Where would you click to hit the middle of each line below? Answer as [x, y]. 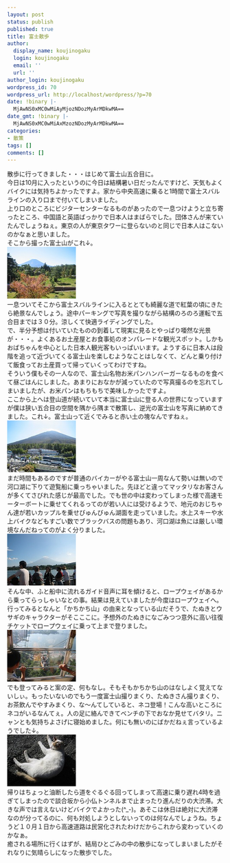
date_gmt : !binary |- [38, 116]
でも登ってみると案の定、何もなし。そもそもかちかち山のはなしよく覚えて [112, 688]
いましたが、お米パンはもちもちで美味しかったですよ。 [91, 391]
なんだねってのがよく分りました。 [61, 530]
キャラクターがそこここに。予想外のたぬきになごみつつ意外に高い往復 [124, 618]
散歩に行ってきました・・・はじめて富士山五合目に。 [82, 174]
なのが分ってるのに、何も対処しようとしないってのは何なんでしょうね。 [109, 818]
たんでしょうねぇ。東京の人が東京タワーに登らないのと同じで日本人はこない [115, 226]
